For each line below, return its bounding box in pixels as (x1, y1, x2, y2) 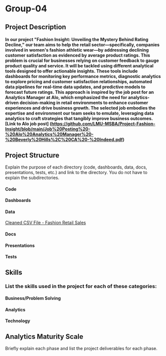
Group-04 (5, 3, 47, 14)
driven (5, 100, 19, 106)
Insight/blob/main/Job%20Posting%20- (5, 126, 91, 132)
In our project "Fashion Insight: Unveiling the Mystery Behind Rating (5, 37, 149, 43)
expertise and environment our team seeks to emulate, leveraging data (5, 110, 154, 117)
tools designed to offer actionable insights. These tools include (5, 68, 138, 74)
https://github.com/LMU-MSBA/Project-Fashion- (51, 121, 156, 127)
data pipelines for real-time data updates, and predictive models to (5, 84, 146, 90)
